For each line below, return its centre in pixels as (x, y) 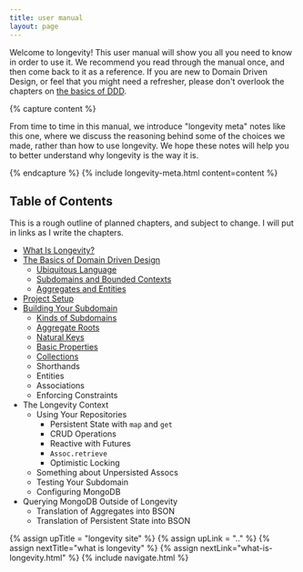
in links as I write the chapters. (67, 233)
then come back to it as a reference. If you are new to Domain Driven (139, 71)
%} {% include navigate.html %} (128, 558)
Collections (57, 356)
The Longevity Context (66, 405)
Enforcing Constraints (77, 396)
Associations (60, 386)
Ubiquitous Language (76, 270)
